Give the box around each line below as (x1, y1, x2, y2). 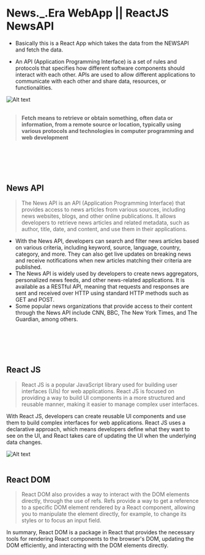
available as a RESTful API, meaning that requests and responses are (15, 283, 190, 290)
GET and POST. (15, 296, 55, 303)
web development (21, 134, 69, 141)
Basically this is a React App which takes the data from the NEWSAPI (15, 39, 189, 47)
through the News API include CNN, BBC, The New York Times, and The (15, 308, 198, 316)
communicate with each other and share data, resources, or (15, 77, 166, 85)
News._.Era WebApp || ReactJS (6, 6, 170, 20)
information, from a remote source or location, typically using (21, 120, 182, 128)
